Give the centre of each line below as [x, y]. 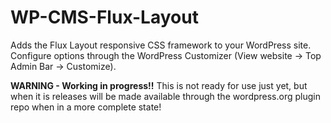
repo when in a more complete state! [86, 107]
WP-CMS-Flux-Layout [104, 17]
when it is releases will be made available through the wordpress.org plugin [165, 96]
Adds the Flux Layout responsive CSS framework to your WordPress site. [161, 45]
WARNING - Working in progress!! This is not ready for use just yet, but [159, 85]
